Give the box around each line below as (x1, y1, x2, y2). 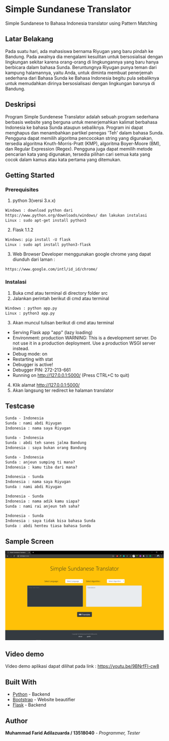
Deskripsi (5, 100, 36, 109)
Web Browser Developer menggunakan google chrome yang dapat (12, 251, 151, 257)
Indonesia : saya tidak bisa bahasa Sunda (5, 518, 96, 523)
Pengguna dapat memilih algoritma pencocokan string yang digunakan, (5, 135, 153, 141)
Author (5, 716, 28, 725)
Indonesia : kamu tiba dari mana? (5, 465, 78, 470)
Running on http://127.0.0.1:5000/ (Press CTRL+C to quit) (12, 372, 130, 378)
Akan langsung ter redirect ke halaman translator (12, 387, 114, 393)
